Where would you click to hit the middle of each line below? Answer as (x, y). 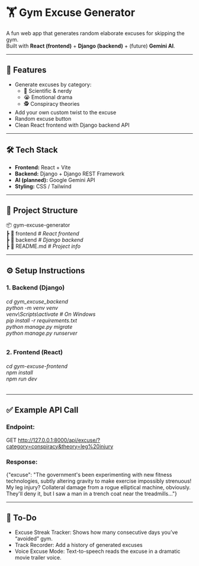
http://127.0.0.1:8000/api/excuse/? (59, 440)
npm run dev (22, 379)
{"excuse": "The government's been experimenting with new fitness (89, 475)
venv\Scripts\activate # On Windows (51, 315)
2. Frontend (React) (35, 352)
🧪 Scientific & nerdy (48, 90)
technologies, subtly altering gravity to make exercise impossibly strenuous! (99, 481)
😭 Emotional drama (48, 97)
